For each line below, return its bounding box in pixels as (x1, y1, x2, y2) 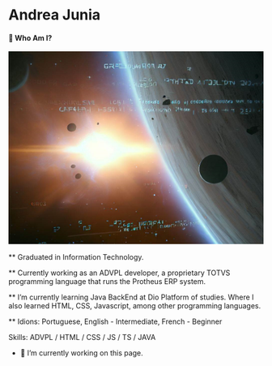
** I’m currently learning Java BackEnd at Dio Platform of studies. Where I (8, 292, 254, 302)
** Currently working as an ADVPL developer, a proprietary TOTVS (8, 268, 231, 278)
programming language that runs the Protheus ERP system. (8, 277, 206, 286)
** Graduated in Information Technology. (8, 252, 144, 262)
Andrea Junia (8, 6, 101, 24)
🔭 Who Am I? (8, 32, 53, 42)
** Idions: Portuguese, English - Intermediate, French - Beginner (8, 316, 223, 326)
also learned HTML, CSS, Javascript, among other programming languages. (8, 301, 261, 311)
